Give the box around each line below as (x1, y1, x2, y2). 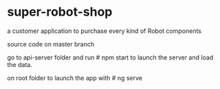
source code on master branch (7, 40, 95, 48)
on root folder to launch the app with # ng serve (7, 73, 143, 82)
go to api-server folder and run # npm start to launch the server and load (7, 53, 214, 62)
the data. (7, 60, 32, 68)
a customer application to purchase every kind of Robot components (7, 27, 201, 35)
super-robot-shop (7, 4, 113, 20)
